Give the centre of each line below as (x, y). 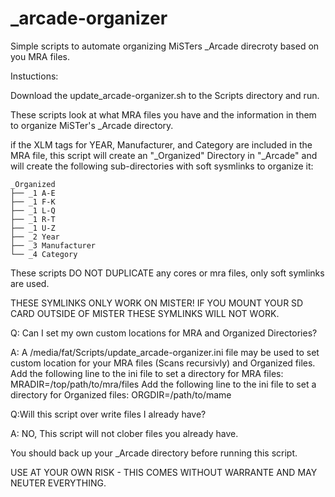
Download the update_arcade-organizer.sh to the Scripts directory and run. (165, 95)
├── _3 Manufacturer (53, 245)
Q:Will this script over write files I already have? (108, 414)
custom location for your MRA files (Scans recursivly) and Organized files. (163, 363)
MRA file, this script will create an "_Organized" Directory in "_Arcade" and (164, 155)
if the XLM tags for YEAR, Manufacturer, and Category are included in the (161, 144)
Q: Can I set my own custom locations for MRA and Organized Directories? (164, 333)
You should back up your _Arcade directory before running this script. (154, 453)
